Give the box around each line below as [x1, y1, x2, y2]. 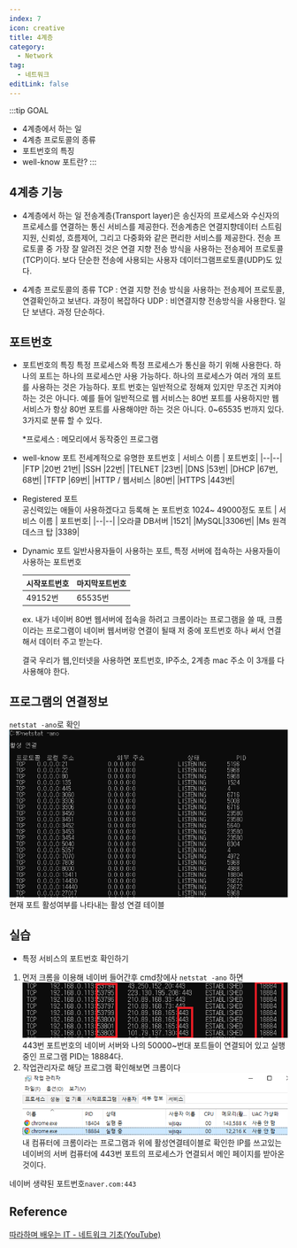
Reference [9, 1205, 68, 1220]
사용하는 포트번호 [21, 557, 82, 567]
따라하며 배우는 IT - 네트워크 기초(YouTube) [9, 1229, 161, 1239]
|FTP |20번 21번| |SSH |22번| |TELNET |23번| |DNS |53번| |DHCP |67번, [21, 464, 278, 474]
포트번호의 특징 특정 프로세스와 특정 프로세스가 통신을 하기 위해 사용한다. [21, 359, 272, 371]
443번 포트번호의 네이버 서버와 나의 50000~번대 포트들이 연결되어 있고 [21, 1040, 270, 1051]
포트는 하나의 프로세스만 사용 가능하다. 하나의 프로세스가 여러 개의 [38, 371, 265, 381]
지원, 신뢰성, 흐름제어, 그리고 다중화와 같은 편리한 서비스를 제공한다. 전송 [21, 232, 272, 243]
